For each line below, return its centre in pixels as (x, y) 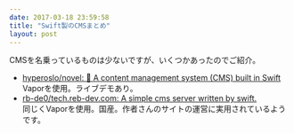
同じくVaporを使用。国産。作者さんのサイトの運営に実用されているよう (154, 109)
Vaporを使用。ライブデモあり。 (80, 89)
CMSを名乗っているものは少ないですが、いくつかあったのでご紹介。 (135, 60)
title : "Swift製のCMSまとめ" (60, 26)
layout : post (33, 34)
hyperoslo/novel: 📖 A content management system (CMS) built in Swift (151, 78)
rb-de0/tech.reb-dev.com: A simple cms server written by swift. (139, 98)
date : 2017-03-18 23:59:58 (59, 17)
